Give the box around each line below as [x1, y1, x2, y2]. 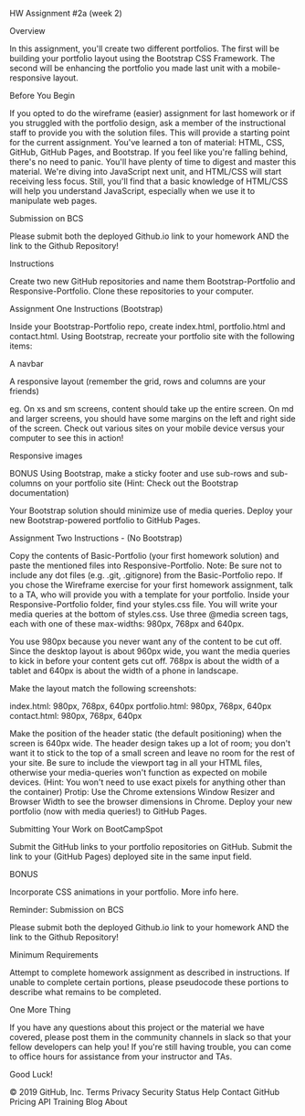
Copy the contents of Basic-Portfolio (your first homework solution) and [9, 551, 279, 561]
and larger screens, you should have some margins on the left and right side [9, 413, 296, 424]
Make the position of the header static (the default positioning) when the [9, 728, 282, 739]
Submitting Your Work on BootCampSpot [9, 823, 163, 834]
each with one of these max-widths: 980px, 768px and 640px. [9, 618, 245, 629]
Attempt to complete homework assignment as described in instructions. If [9, 967, 290, 978]
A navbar [9, 359, 44, 369]
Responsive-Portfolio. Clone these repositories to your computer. [9, 285, 254, 296]
